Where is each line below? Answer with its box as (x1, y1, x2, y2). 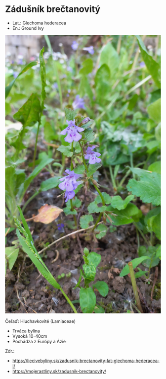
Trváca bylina (12, 328, 41, 334)
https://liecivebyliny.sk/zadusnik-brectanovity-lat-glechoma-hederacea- (12, 358, 160, 364)
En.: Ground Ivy (12, 25, 44, 31)
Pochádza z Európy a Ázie (12, 338, 66, 344)
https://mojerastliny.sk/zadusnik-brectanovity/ (12, 368, 106, 374)
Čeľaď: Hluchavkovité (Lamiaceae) (5, 318, 76, 324)
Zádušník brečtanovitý (5, 3, 100, 15)
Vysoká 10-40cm (12, 333, 47, 339)
